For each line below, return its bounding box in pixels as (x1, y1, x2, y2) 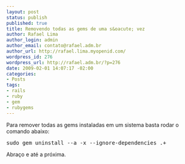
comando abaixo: (6, 128, 50, 135)
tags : (6, 82, 20, 88)
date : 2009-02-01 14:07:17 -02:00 (6, 65, 94, 71)
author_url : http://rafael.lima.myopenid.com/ (6, 48, 126, 54)
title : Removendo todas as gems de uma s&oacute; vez (6, 25, 146, 32)
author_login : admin (6, 37, 59, 43)
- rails (6, 88, 26, 94)
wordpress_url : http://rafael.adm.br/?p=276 (6, 59, 121, 65)
